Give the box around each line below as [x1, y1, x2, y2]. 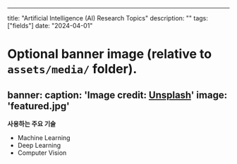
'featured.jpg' [7, 100, 70, 112]
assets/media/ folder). [7, 61, 138, 77]
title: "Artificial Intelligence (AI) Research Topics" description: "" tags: [7, 14, 208, 22]
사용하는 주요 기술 [7, 120, 56, 127]
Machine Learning [17, 134, 71, 141]
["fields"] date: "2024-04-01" [7, 22, 93, 30]
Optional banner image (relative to [7, 46, 212, 62]
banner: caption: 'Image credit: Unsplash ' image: [7, 89, 228, 101]
